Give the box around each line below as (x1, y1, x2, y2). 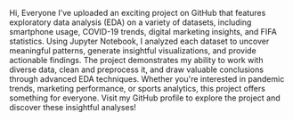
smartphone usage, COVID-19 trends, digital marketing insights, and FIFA (9, 27, 278, 36)
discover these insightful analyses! (9, 102, 136, 112)
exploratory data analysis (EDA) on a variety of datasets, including (9, 17, 252, 28)
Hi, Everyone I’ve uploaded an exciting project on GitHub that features (9, 8, 266, 18)
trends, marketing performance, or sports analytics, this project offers (9, 84, 265, 93)
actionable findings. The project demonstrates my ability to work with (9, 55, 264, 65)
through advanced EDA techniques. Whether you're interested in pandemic (9, 74, 285, 84)
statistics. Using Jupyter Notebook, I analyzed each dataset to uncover (9, 36, 270, 46)
